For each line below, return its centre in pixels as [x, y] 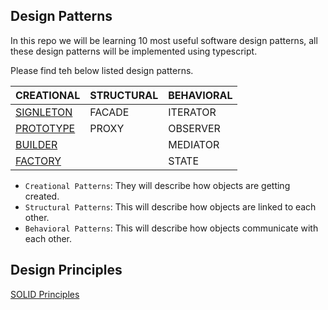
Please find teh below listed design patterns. [102, 70]
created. [42, 196]
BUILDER [36, 144]
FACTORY [38, 161]
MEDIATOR [194, 144]
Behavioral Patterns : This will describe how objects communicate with [171, 228]
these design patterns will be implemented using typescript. [134, 51]
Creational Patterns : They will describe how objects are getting [157, 185]
